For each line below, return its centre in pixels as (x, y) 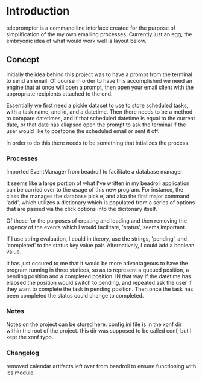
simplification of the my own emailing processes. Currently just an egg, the (99, 34)
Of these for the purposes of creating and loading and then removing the (97, 221)
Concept (23, 60)
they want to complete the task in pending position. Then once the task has (100, 289)
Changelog (23, 353)
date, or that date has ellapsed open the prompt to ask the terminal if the (96, 125)
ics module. (21, 373)
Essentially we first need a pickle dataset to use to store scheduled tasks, (97, 105)
